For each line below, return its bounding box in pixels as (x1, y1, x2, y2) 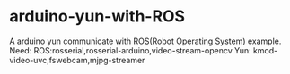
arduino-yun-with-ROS (9, 6, 186, 27)
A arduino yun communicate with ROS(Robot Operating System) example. (9, 36, 282, 46)
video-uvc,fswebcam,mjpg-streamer (9, 54, 145, 65)
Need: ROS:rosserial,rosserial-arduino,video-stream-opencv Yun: (9, 45, 251, 55)
